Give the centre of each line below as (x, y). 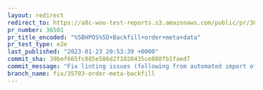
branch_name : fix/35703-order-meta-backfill (81, 74)
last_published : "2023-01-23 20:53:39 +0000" (83, 52)
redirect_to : (29, 23)
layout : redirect (36, 15)
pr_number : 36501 (36, 30)
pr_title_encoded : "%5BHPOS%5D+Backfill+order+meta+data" (104, 37)
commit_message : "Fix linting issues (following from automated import (127, 67)
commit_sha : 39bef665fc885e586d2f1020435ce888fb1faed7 (99, 59)
